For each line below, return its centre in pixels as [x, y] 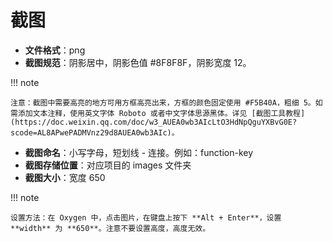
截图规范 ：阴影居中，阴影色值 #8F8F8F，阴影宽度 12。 [138, 62]
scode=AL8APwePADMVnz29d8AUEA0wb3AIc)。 [95, 132]
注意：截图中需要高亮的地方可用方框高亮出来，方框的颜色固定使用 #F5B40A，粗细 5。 [163, 102]
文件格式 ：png [55, 50]
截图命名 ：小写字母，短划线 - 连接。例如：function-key [139, 152]
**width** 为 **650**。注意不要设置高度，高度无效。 [110, 228]
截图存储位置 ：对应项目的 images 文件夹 [108, 165]
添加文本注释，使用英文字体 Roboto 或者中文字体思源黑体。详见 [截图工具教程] [161, 113]
